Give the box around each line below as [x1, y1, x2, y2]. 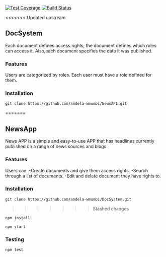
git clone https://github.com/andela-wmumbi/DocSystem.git [5, 197, 132, 202]
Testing [5, 236, 24, 243]
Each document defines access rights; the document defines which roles [5, 42, 157, 48]
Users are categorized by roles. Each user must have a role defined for [5, 72, 152, 78]
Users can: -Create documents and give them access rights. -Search [5, 167, 148, 173]
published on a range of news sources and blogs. [5, 144, 108, 150]
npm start [5, 224, 26, 229]
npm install [5, 215, 30, 220]
